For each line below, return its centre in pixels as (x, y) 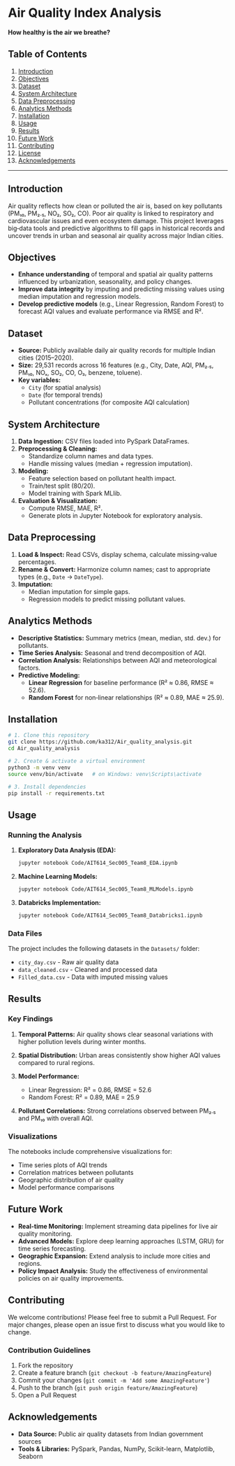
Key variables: (39, 380)
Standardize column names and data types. (91, 456)
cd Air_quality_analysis (44, 749)
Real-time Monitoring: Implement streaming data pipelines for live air (118, 1226)
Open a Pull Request (47, 1395)
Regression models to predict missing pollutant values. (107, 599)
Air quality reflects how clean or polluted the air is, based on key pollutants (115, 206)
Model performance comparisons (66, 1187)
